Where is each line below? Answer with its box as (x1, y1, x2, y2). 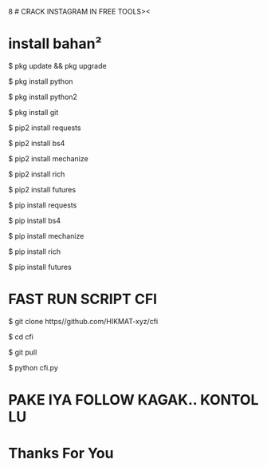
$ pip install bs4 (8, 216, 61, 225)
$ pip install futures (8, 262, 72, 271)
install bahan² (8, 35, 102, 53)
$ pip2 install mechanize (8, 153, 89, 163)
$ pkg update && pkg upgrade (8, 61, 107, 70)
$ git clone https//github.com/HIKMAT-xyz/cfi (8, 316, 159, 326)
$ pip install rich (8, 247, 61, 256)
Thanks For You (8, 445, 114, 462)
